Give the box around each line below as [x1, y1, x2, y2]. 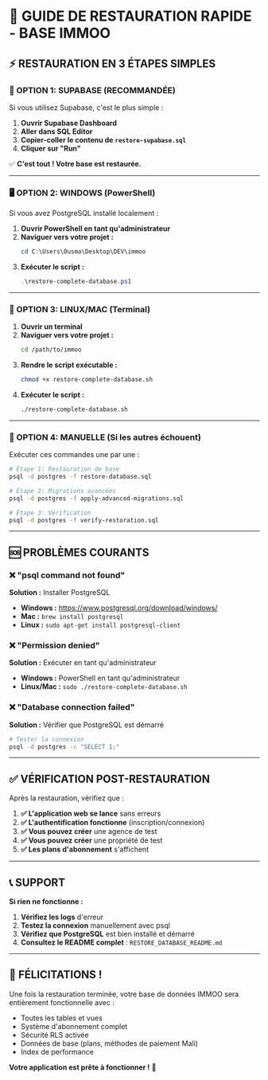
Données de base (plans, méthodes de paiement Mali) [20, 1039, 198, 1048]
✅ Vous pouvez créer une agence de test [20, 827, 157, 836]
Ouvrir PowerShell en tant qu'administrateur [20, 224, 171, 233]
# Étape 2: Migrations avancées [9, 487, 116, 495]
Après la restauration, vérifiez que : [9, 793, 124, 803]
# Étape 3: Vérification [9, 509, 91, 517]
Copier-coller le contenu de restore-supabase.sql [20, 135, 186, 144]
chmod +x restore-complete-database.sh [20, 376, 153, 384]
